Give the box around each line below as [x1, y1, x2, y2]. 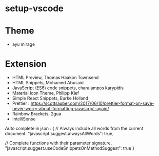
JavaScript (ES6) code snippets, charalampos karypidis [12, 85, 124, 91]
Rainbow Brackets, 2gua [12, 111, 61, 117]
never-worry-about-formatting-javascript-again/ [12, 106, 109, 112]
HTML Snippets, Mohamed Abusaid [12, 80, 84, 86]
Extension [5, 58, 47, 70]
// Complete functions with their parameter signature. [5, 140, 112, 146]
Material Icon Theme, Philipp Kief [12, 90, 79, 96]
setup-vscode [5, 3, 64, 14]
